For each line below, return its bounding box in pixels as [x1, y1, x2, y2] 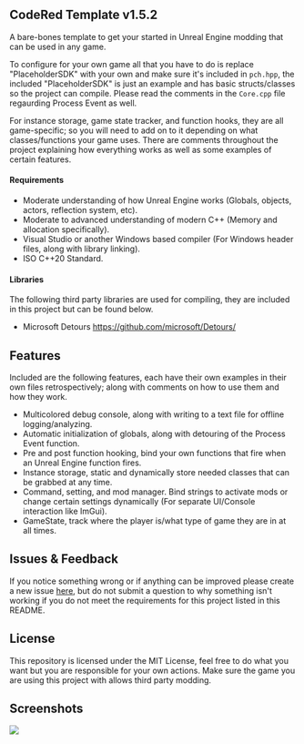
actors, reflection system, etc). [22, 205, 138, 216]
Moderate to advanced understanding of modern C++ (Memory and [22, 214, 278, 226]
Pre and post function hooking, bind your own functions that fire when [22, 448, 287, 459]
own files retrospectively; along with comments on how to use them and [9, 382, 279, 392]
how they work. [9, 392, 68, 403]
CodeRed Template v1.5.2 [9, 7, 157, 23]
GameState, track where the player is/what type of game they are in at [22, 515, 287, 526]
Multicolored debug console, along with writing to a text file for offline [22, 409, 285, 420]
